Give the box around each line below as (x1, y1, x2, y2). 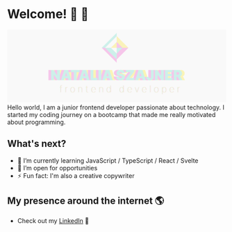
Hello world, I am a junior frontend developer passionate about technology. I (7, 103, 224, 111)
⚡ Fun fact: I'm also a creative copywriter (17, 171, 135, 179)
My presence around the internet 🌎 (7, 195, 165, 206)
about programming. (7, 118, 66, 126)
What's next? (7, 138, 67, 150)
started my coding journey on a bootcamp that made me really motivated (7, 110, 216, 118)
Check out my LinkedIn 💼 (17, 217, 89, 225)
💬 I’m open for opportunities (17, 163, 98, 172)
